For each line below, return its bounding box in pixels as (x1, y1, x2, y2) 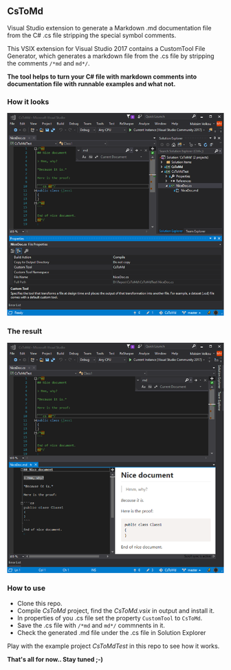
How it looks (7, 96, 49, 106)
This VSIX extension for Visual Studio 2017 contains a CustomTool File (7, 44, 206, 52)
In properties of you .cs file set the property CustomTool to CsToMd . (16, 614, 203, 622)
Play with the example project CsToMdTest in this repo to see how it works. (7, 642, 220, 650)
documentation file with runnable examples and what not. (7, 79, 176, 88)
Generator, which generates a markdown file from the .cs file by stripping (7, 52, 214, 60)
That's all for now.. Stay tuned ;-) (7, 655, 103, 663)
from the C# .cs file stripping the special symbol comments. (7, 31, 177, 39)
